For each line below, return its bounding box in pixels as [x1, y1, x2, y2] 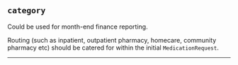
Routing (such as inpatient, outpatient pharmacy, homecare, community [7, 36, 217, 44]
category [7, 6, 46, 16]
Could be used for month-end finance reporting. [7, 22, 148, 31]
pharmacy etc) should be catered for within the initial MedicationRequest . [7, 43, 220, 52]
